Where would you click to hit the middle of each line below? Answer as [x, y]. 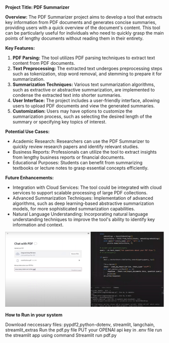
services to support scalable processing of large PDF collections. [80, 193]
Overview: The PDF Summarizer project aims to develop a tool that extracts [84, 17]
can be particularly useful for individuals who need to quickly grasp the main [84, 33]
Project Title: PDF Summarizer [37, 7]
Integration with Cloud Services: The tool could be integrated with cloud [87, 187]
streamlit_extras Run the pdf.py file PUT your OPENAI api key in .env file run [84, 330]
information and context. [38, 225]
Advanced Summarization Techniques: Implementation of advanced [83, 198]
